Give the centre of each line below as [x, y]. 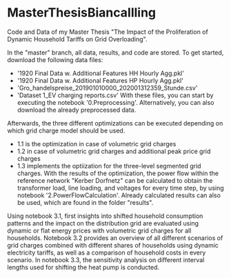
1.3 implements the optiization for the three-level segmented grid [109, 166]
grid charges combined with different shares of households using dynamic [113, 245]
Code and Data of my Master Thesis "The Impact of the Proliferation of [108, 32]
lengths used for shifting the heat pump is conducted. [83, 267]
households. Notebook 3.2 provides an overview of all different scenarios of [115, 238]
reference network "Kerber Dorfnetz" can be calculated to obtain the [115, 180]
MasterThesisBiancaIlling [82, 13]
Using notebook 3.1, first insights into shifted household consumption [105, 216]
